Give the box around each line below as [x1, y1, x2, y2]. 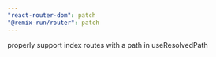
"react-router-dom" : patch [7, 11, 96, 20]
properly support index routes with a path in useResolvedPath [7, 40, 208, 49]
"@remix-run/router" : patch [7, 19, 100, 27]
